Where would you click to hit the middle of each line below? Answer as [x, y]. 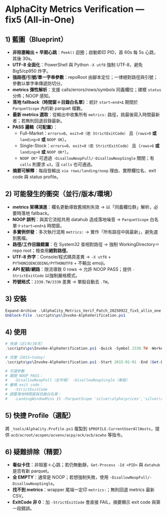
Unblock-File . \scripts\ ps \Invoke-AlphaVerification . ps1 [65, 315]
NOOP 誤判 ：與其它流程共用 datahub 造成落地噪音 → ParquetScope [81, 219]
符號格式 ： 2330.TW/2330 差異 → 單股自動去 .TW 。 [62, 281]
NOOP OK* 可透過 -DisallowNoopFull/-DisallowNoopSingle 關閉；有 [87, 158]
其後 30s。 [23, 59]
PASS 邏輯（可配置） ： [35, 127]
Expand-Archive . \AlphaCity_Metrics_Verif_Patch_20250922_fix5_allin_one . [84, 311]
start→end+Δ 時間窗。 [43, 226]
